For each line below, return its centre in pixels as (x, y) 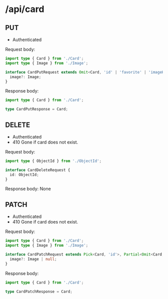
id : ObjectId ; (24, 174)
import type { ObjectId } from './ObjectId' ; (53, 161)
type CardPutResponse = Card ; (37, 109)
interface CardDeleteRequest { (38, 170)
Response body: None (28, 189)
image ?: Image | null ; (33, 259)
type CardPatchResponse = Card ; (39, 291)
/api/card (25, 9)
